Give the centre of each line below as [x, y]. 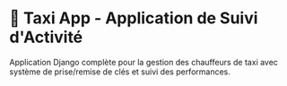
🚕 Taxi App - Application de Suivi [134, 18]
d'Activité [46, 37]
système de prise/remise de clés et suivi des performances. [120, 72]
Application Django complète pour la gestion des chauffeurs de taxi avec [143, 62]
